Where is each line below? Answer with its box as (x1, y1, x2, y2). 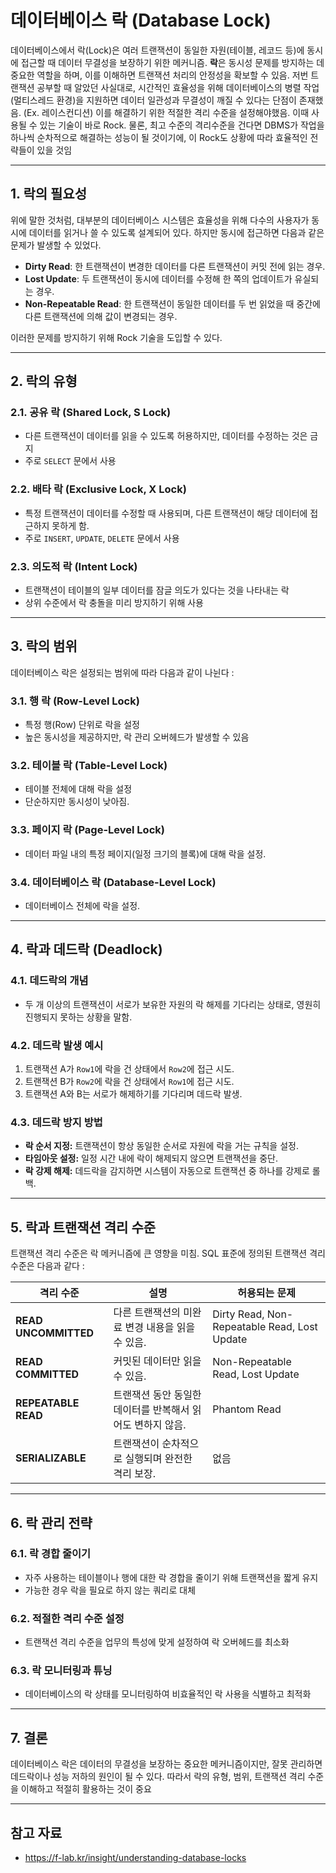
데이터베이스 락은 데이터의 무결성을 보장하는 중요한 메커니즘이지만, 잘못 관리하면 (10, 1758, 323, 1770)
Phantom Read (212, 1402, 282, 1416)
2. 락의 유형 (10, 373, 78, 390)
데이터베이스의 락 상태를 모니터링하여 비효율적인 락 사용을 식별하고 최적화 (24, 1688, 312, 1700)
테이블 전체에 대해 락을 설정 (24, 783, 133, 795)
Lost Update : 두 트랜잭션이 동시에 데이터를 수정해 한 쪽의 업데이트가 (24, 272, 293, 285)
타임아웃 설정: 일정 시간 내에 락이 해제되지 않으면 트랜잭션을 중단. (24, 1152, 278, 1165)
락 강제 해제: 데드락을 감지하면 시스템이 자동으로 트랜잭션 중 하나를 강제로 (24, 1165, 310, 1177)
